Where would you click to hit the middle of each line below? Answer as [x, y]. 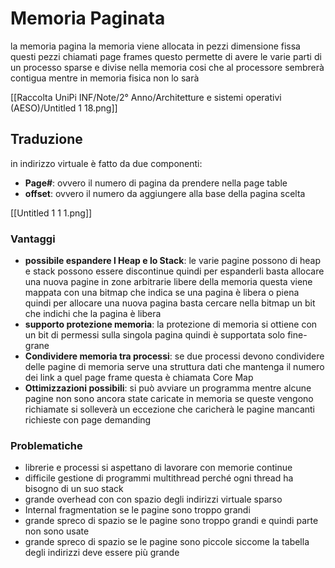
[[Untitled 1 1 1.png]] [51, 213]
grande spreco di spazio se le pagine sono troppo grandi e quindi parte [171, 521]
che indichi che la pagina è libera [93, 314]
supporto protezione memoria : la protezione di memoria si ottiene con [171, 324]
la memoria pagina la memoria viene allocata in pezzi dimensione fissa [155, 46]
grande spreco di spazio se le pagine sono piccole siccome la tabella [167, 542]
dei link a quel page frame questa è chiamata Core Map [139, 378]
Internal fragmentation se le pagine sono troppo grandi [137, 510]
